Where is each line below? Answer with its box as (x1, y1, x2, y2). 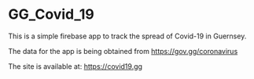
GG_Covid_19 (8, 5, 94, 23)
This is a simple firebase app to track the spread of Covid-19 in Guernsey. (8, 31, 247, 41)
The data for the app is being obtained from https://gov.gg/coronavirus (8, 46, 238, 56)
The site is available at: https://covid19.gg (8, 61, 143, 71)
